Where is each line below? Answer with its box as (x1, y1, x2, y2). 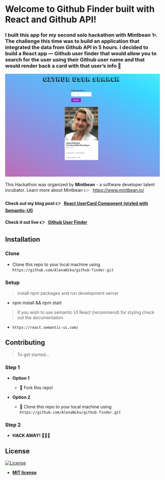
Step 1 (5, 364, 20, 371)
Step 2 (5, 421, 21, 428)
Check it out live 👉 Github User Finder (5, 219, 87, 225)
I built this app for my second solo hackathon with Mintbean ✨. (5, 32, 158, 39)
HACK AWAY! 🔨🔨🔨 (12, 433, 51, 439)
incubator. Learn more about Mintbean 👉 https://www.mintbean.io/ (5, 187, 144, 193)
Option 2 (12, 394, 30, 400)
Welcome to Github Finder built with (5, 3, 155, 15)
